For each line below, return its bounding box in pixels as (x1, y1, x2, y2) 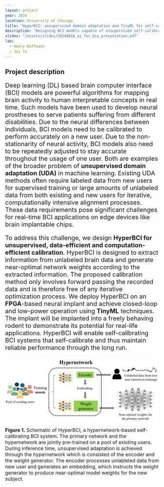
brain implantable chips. (5, 221, 74, 229)
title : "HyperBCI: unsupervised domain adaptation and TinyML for (5, 23, 143, 28)
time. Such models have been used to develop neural (5, 103, 158, 112)
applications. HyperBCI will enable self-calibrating (5, 329, 149, 337)
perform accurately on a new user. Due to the (5, 133, 136, 141)
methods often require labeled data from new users (5, 177, 153, 185)
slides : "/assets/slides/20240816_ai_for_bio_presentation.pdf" (5, 34, 139, 39)
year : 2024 (5, 13, 27, 18)
